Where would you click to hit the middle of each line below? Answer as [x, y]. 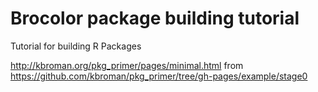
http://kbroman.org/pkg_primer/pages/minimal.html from [127, 65]
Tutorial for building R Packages [76, 46]
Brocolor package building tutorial [155, 18]
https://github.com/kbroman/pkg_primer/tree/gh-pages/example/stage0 [159, 76]
